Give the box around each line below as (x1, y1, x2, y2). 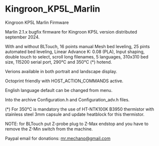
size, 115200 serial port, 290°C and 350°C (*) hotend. (5, 59, 112, 65)
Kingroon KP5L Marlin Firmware (5, 19, 69, 25)
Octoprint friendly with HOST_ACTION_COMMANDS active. (5, 78, 124, 84)
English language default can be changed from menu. (5, 87, 113, 93)
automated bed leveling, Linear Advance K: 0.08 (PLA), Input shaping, (5, 49, 145, 55)
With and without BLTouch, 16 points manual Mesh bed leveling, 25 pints (5, 43, 150, 49)
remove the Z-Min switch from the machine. (5, 126, 93, 132)
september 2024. (5, 34, 40, 40)
